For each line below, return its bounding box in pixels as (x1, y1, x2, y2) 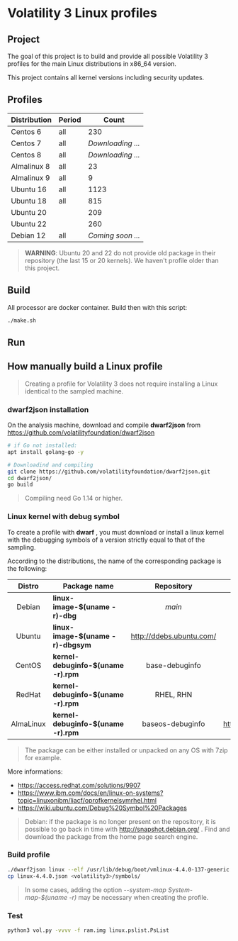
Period (58, 115, 81, 125)
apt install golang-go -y (7, 448, 84, 455)
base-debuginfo (146, 660, 201, 670)
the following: (7, 564, 47, 572)
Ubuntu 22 (11, 218, 47, 228)
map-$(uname (24, 893, 68, 901)
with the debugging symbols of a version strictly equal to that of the (7, 535, 205, 544)
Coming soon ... (88, 230, 140, 240)
